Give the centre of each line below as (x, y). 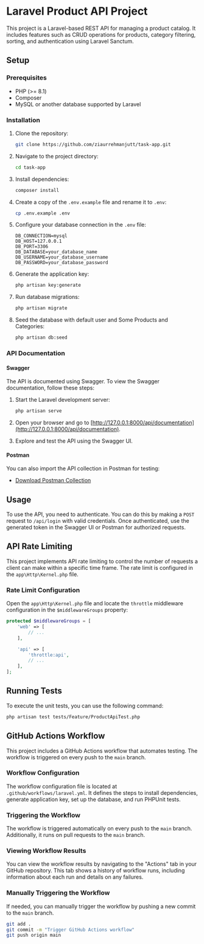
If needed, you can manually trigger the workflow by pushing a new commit (101, 906)
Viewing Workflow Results (46, 851)
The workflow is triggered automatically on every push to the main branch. (99, 828)
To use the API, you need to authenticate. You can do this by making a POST (100, 514)
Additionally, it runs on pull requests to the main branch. (76, 835)
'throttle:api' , (49, 655)
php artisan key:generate (48, 286)
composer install (37, 190)
